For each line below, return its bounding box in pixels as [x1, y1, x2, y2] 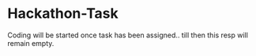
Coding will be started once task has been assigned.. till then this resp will [7, 30, 248, 40]
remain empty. [7, 38, 55, 47]
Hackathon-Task [7, 5, 119, 23]
